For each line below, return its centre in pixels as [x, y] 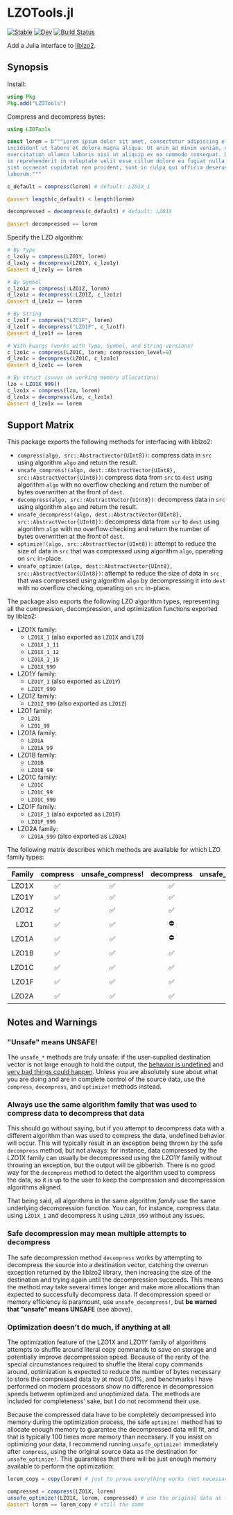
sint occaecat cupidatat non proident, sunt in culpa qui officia [105, 167]
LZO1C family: [37, 777]
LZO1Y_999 [42, 689]
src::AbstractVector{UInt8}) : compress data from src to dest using [115, 478]
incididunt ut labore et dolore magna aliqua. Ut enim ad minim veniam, [114, 148]
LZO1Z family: [37, 696]
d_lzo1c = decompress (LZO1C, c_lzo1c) [63, 359]
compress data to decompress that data [76, 1113]
